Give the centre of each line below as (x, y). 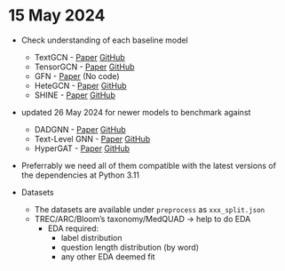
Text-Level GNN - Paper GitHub (92, 139)
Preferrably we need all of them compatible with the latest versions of (149, 165)
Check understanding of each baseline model (104, 40)
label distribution (91, 237)
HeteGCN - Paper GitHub (80, 85)
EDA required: (73, 228)
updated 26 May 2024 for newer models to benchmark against (136, 112)
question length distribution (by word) (130, 247)
